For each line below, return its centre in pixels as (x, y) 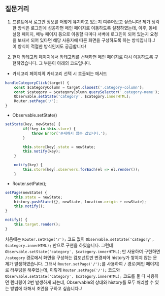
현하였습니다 (24, 63)
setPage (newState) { (26, 192)
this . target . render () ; (37, 224)
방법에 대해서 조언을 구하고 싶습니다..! (46, 288)
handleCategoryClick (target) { (37, 83)
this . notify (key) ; (42, 151)
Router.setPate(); (29, 184)
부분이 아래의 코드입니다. (67, 63)
